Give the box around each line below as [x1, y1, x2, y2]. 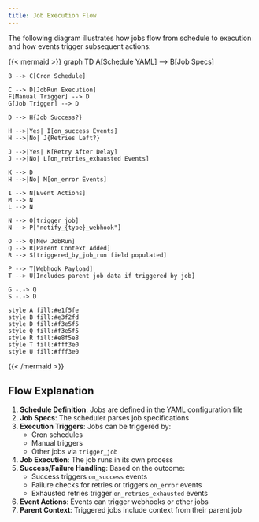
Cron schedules [31, 430, 83, 439]
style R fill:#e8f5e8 [8, 334, 80, 342]
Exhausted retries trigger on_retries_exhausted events [31, 489, 209, 498]
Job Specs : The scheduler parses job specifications [19, 413, 190, 423]
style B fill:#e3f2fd [8, 313, 80, 321]
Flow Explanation [8, 384, 94, 398]
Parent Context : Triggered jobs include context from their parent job [19, 505, 242, 515]
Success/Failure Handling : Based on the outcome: [19, 464, 185, 473]
